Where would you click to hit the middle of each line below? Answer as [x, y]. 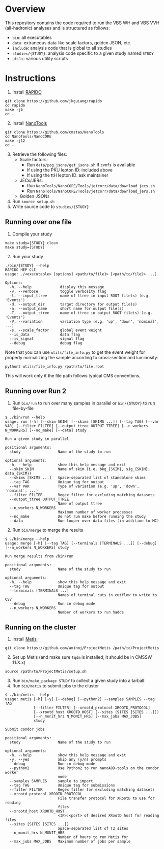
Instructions [30, 79]
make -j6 [14, 109]
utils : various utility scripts [40, 58]
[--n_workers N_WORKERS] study [37, 547]
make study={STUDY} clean [31, 243]
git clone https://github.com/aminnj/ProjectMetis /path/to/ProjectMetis [82, 648]
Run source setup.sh [33, 201]
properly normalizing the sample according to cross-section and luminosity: [82, 357]
